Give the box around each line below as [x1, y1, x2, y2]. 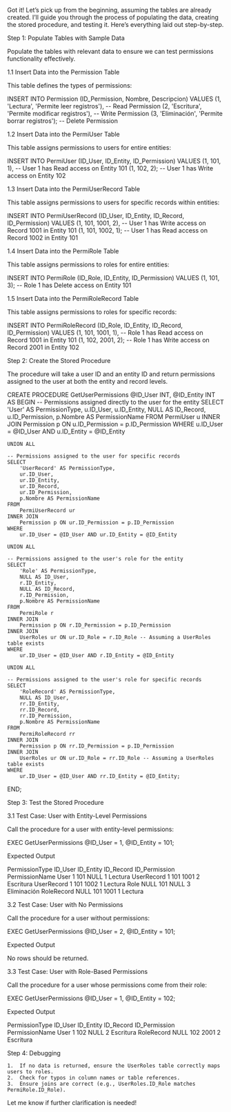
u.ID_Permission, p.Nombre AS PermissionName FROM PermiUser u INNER [7, 413, 221, 420]
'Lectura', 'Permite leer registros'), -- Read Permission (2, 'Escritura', [7, 102, 202, 110]
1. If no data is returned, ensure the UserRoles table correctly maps [7, 1062, 221, 1069]
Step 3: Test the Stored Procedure [7, 799, 104, 806]
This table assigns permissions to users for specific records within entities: [7, 198, 220, 206]
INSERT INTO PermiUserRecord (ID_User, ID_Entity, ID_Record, [7, 212, 185, 220]
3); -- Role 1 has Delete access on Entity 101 [7, 281, 132, 289]
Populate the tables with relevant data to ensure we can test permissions [7, 48, 214, 55]
